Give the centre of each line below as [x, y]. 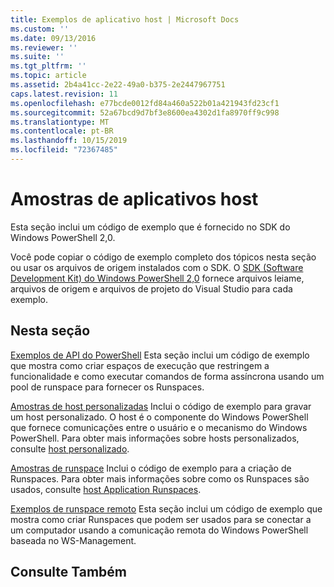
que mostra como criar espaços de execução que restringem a [140, 365]
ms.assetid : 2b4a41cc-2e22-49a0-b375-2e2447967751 [118, 85]
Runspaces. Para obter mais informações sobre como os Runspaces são [160, 478]
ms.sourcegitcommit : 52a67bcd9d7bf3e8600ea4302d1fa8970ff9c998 [145, 112]
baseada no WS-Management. [73, 540]
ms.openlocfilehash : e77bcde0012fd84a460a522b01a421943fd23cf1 [145, 103]
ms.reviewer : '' [44, 47]
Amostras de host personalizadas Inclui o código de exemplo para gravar [161, 406]
